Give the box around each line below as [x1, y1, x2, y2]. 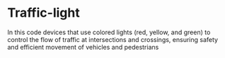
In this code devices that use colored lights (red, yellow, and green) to [7, 28, 211, 36]
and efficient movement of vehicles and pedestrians [7, 43, 159, 51]
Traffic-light [7, 5, 80, 21]
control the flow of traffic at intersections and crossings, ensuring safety [7, 35, 218, 43]
